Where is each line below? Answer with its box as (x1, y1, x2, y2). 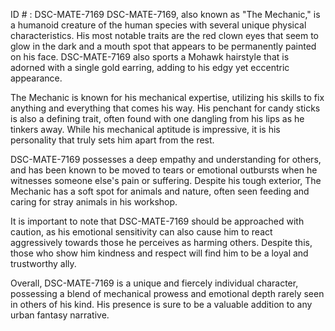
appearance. (10, 72, 63, 84)
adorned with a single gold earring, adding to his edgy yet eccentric (10, 62, 290, 73)
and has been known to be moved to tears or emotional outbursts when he (10, 164, 318, 176)
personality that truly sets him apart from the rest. (10, 134, 215, 146)
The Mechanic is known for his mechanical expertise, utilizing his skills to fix (10, 92, 325, 103)
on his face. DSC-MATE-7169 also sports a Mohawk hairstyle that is (10, 51, 290, 63)
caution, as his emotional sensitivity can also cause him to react (10, 226, 273, 238)
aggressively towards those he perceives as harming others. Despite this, (10, 237, 313, 248)
